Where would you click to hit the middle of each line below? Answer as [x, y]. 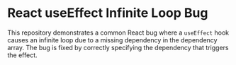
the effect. [22, 55]
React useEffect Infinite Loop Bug [108, 13]
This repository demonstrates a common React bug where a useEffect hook [118, 32]
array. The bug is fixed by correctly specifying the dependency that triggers [118, 47]
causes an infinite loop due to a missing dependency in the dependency [112, 40]
